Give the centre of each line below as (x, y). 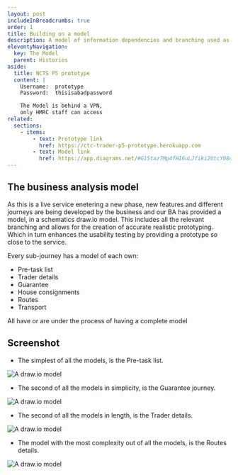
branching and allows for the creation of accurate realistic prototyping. (110, 227)
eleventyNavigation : (38, 47)
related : (20, 119)
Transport (32, 307)
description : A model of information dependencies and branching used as (119, 40)
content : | (30, 80)
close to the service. (37, 242)
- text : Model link (62, 152)
